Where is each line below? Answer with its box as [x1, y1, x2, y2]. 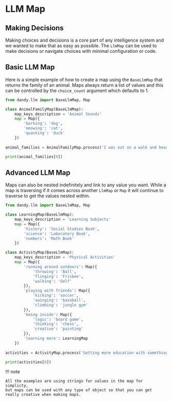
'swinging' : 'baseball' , [32, 298, 86, 303]
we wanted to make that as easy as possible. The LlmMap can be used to [5, 43, 157, 49]
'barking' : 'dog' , [24, 121, 63, 126]
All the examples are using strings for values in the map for [5, 378, 143, 384]
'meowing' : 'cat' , [24, 126, 63, 131]
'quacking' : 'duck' [24, 130, 66, 136]
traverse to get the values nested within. [5, 193, 91, 199]
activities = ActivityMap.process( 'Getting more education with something [5, 350, 168, 355]
